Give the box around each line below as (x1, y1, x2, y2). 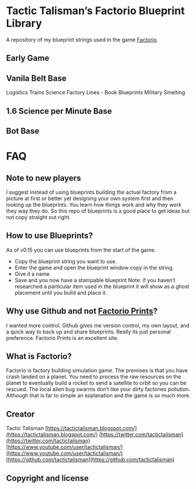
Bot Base (6, 125, 39, 136)
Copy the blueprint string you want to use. (14, 257, 117, 265)
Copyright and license (6, 473, 89, 483)
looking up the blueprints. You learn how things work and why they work (6, 201, 182, 208)
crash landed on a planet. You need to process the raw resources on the (6, 373, 181, 381)
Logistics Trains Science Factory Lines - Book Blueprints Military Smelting (6, 89, 185, 96)
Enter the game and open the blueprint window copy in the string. (14, 264, 174, 271)
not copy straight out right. (6, 213, 71, 220)
